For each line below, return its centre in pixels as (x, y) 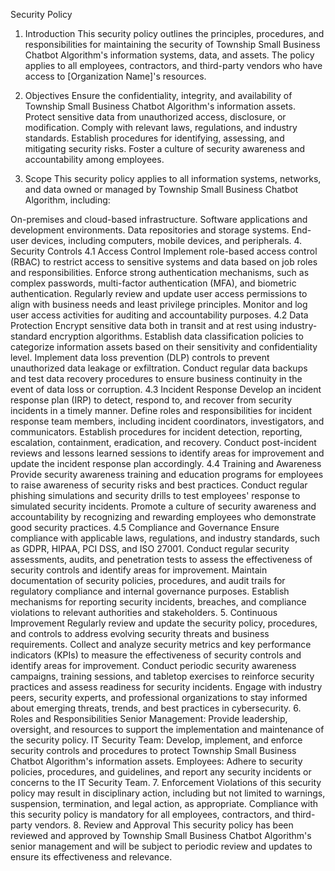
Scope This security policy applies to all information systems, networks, (173, 178)
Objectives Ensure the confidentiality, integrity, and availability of (158, 95)
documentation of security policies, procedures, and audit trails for (148, 580)
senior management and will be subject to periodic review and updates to (161, 846)
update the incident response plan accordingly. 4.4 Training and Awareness (166, 463)
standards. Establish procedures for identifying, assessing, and (154, 138)
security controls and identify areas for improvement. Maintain (139, 570)
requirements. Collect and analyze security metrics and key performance (161, 644)
